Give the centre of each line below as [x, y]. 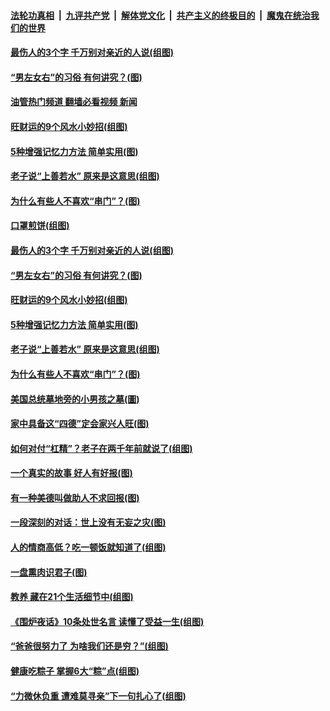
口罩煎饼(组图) [40, 226]
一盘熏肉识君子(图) [49, 572]
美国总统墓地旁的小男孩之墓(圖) [75, 399]
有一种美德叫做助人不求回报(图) [75, 497]
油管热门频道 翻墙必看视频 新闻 [74, 102]
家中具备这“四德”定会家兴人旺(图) [80, 424]
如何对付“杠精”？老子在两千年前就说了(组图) [101, 448]
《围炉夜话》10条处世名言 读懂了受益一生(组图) [107, 621]
